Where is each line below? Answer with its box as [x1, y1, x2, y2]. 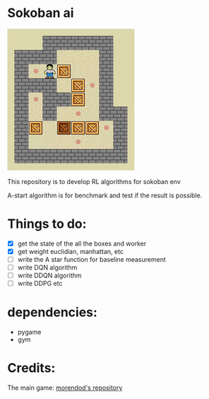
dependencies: [7, 304, 97, 320]
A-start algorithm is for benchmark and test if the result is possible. [7, 191, 203, 199]
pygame [17, 328, 42, 337]
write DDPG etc [17, 279, 63, 288]
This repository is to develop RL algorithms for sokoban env [7, 177, 181, 185]
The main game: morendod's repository [7, 383, 123, 392]
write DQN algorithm [17, 263, 78, 272]
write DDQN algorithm [17, 271, 83, 280]
